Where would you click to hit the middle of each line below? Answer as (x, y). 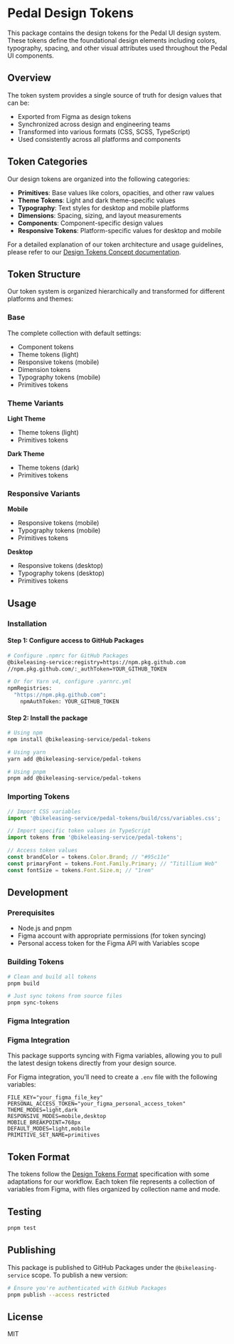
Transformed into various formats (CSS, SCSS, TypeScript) (104, 131)
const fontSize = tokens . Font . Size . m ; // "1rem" (81, 870)
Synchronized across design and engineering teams (94, 124)
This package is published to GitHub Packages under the (91, 1267)
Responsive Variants (44, 493)
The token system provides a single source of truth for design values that (115, 95)
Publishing (32, 1250)
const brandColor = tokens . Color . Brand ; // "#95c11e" (89, 857)
